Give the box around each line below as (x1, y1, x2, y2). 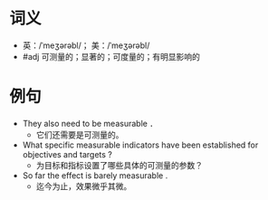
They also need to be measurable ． (22, 118, 158, 129)
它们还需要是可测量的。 (35, 129, 124, 140)
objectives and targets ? (22, 148, 113, 159)
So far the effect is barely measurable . (22, 169, 168, 181)
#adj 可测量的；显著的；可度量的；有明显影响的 (22, 51, 201, 62)
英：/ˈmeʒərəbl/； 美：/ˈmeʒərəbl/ (22, 40, 150, 51)
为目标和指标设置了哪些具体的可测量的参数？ (35, 159, 204, 170)
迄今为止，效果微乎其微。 (35, 180, 132, 191)
